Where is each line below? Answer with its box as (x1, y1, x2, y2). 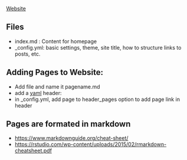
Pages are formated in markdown (6, 119, 131, 129)
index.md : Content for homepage (14, 38, 97, 45)
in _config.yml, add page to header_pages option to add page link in (14, 96, 180, 103)
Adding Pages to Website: (6, 67, 104, 77)
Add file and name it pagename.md (14, 83, 100, 90)
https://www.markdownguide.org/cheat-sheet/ (14, 135, 129, 142)
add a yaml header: (14, 89, 62, 96)
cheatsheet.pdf (14, 147, 52, 154)
